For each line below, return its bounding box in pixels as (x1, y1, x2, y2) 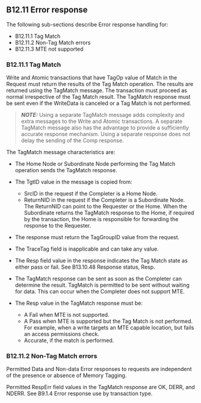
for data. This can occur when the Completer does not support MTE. (14, 288, 185, 295)
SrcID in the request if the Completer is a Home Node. (23, 190, 158, 198)
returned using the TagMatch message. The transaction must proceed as (6, 87, 188, 94)
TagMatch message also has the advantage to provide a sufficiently (20, 124, 190, 131)
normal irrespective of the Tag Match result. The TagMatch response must (6, 93, 191, 101)
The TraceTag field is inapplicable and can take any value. (14, 245, 159, 252)
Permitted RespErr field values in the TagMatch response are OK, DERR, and (6, 384, 196, 391)
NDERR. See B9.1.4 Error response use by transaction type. (6, 390, 153, 397)
